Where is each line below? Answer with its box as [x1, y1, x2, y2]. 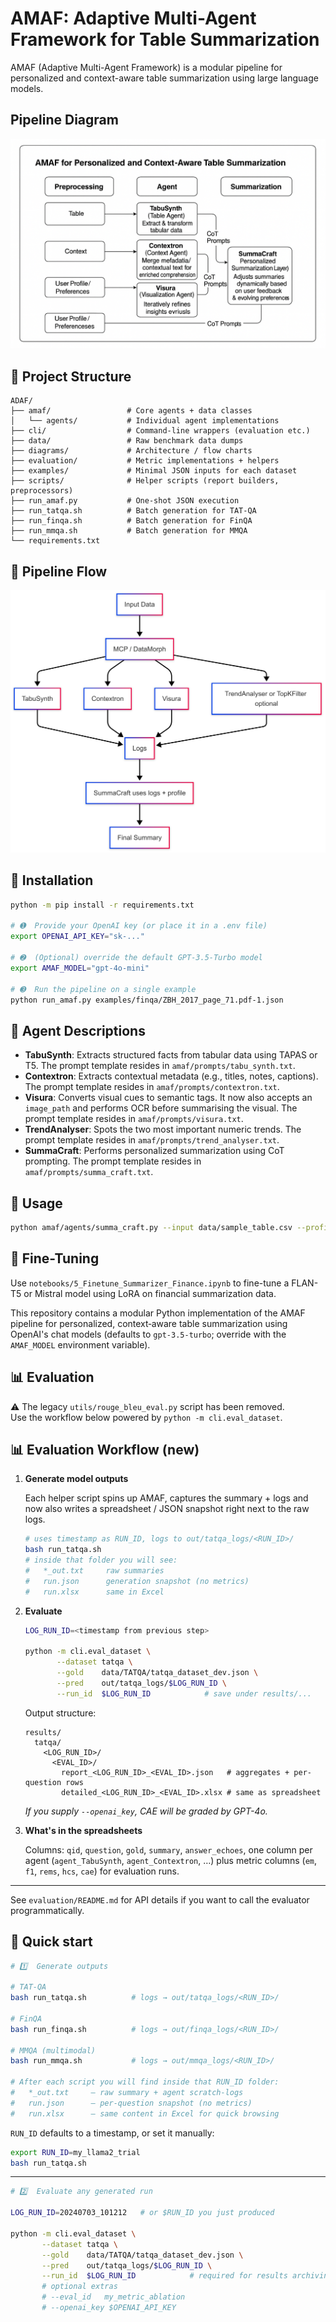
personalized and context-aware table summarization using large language [10, 72, 319, 84]
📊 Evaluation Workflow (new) [10, 1441, 200, 1458]
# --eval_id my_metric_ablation [41, 2292, 186, 2302]
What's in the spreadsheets [24, 1824, 143, 1836]
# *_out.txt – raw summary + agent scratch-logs [10, 2088, 244, 2098]
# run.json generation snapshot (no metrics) [24, 1576, 250, 1586]
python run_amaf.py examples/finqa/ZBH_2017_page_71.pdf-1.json [10, 995, 284, 1005]
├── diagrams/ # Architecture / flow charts [10, 446, 253, 456]
